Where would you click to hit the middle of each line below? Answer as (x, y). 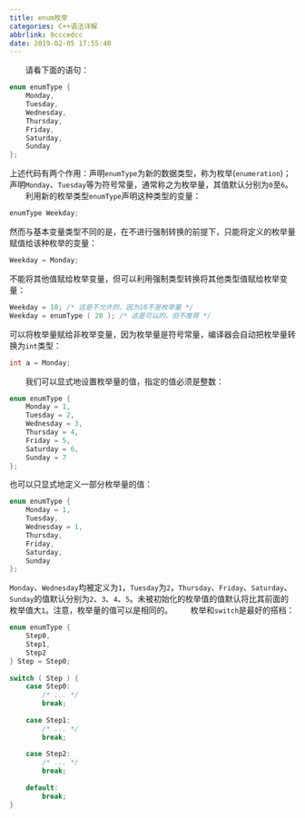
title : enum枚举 (39, 18)
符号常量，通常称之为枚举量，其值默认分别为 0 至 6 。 (197, 185)
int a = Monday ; (40, 363)
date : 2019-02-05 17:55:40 (60, 43)
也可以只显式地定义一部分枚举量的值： (81, 484)
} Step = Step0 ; (40, 661)
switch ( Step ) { (44, 678)
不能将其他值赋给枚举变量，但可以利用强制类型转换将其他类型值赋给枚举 (144, 279)
